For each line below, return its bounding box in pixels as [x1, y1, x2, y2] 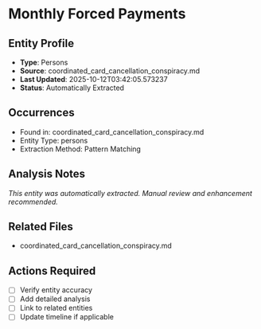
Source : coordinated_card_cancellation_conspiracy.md [19, 66, 201, 76]
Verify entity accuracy [19, 285, 93, 295]
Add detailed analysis [19, 294, 91, 304]
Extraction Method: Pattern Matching [19, 144, 142, 154]
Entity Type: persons [19, 135, 88, 145]
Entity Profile [8, 37, 74, 50]
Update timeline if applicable [19, 312, 114, 322]
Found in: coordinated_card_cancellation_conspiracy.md [19, 127, 205, 136]
